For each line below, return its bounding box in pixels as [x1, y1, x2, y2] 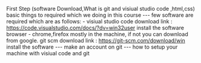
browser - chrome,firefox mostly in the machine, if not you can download [6, 31, 189, 38]
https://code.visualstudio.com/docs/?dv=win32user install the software [6, 24, 185, 31]
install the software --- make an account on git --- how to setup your [6, 43, 178, 50]
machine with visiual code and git [6, 50, 90, 56]
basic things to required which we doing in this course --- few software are [6, 11, 194, 19]
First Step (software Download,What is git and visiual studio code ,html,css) [6, 5, 196, 12]
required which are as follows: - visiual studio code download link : [6, 18, 173, 25]
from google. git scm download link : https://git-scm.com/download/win [6, 37, 186, 44]
